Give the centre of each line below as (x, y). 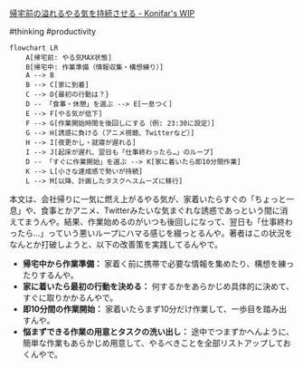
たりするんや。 (50, 275)
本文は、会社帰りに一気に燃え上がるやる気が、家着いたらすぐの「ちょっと (148, 199)
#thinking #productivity (53, 31)
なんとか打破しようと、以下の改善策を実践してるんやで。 (116, 244)
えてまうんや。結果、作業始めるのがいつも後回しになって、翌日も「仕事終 (147, 222)
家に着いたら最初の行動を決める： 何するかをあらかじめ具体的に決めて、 (158, 286)
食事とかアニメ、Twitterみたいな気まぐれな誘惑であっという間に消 (164, 210)
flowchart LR (34, 48)
